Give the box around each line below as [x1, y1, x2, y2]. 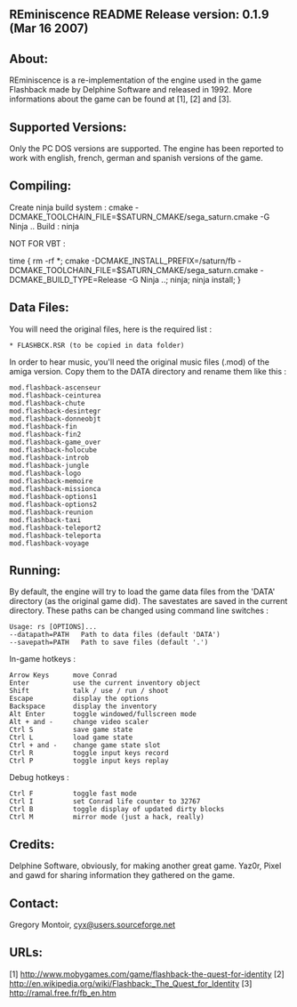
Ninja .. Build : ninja [9, 221, 80, 231]
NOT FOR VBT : [9, 238, 66, 248]
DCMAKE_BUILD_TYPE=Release [9, 274, 127, 285]
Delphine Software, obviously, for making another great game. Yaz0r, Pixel [9, 860, 282, 871]
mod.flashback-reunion [9, 507, 93, 517]
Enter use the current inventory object [9, 679, 201, 688]
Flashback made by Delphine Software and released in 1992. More [9, 85, 253, 95]
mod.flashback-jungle [9, 461, 90, 470]
